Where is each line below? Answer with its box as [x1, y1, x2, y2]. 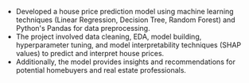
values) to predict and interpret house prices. [15, 49, 165, 58]
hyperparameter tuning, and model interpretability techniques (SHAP [15, 40, 242, 50]
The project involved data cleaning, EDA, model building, [15, 32, 202, 41]
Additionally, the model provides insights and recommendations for [15, 57, 236, 66]
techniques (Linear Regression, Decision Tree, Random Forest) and [15, 15, 236, 25]
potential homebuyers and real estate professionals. [15, 66, 187, 74]
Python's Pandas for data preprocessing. [15, 24, 150, 32]
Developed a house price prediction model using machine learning [15, 7, 234, 16]
